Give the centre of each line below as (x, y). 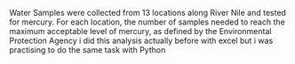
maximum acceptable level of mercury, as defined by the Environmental (140, 31)
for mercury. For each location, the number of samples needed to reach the (147, 22)
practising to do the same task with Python (88, 50)
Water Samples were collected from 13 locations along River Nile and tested (148, 13)
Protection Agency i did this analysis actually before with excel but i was (141, 40)
